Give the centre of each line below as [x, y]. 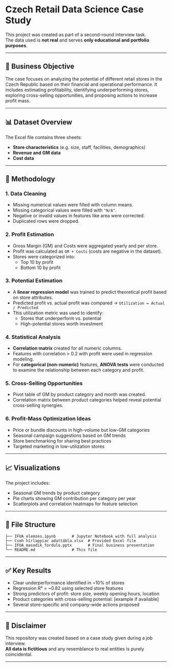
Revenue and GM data [37, 153]
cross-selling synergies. [38, 405]
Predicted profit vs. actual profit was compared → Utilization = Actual [89, 303]
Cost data [23, 158]
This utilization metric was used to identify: [58, 313]
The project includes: [28, 483]
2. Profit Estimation [30, 235]
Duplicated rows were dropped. [46, 221]
